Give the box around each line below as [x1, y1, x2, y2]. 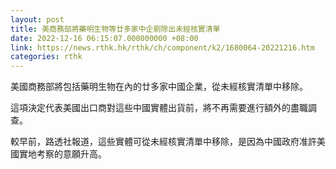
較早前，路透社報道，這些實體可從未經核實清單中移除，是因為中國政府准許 [10, 136, 317, 148]
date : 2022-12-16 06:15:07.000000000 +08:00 [10, 33, 199, 43]
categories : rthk [10, 52, 83, 62]
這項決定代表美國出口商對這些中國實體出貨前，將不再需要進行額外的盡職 [10, 102, 308, 114]
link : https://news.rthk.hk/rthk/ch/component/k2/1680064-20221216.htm [10, 42, 315, 53]
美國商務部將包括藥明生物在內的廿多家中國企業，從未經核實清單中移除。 [10, 81, 308, 93]
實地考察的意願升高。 [18, 148, 107, 160]
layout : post [10, 14, 65, 25]
